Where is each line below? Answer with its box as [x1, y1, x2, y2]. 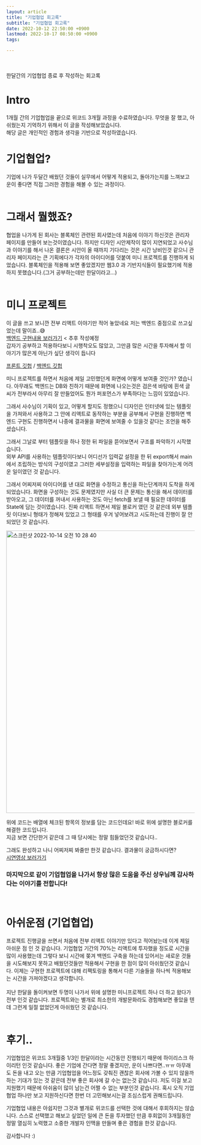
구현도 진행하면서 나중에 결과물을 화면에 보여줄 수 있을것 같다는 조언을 [17, 418, 181, 425]
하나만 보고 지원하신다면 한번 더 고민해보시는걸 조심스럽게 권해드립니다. [17, 1092, 184, 1099]
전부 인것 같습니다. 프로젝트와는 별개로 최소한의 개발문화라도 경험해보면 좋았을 [6, 996, 188, 1003]
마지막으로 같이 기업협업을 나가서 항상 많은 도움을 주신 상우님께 [6, 870, 176, 879]
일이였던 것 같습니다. [12, 467, 61, 475]
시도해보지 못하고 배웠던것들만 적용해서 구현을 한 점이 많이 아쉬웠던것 [12, 960, 174, 967]
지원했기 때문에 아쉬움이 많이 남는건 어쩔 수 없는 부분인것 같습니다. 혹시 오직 [6, 1084, 184, 1091]
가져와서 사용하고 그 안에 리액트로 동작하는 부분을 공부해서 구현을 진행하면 [12, 410, 185, 417]
